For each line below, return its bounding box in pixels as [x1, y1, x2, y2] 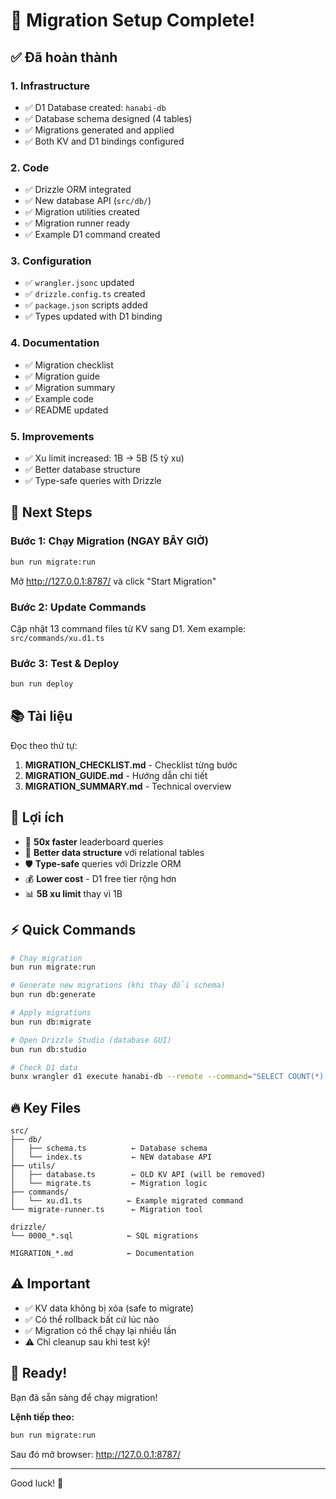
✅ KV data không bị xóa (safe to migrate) [24, 1302, 195, 1314]
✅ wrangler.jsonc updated [24, 277, 135, 289]
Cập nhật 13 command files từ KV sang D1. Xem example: [10, 622, 247, 634]
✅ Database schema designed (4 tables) [24, 112, 193, 124]
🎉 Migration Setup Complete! [10, 9, 256, 32]
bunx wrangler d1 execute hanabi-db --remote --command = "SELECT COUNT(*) [10, 1072, 325, 1082]
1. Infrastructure [10, 79, 90, 93]
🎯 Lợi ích [10, 809, 65, 826]
